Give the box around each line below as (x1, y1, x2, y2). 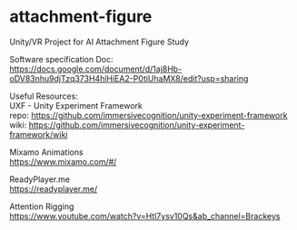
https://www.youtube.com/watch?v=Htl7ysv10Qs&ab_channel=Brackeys (9, 210, 281, 221)
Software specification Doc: (9, 53, 114, 64)
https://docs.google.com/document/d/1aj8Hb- (9, 63, 183, 74)
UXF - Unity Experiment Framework (9, 100, 144, 110)
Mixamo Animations (9, 147, 84, 158)
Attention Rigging (9, 201, 74, 212)
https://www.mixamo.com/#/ (9, 156, 117, 167)
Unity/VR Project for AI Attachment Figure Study (9, 36, 189, 47)
